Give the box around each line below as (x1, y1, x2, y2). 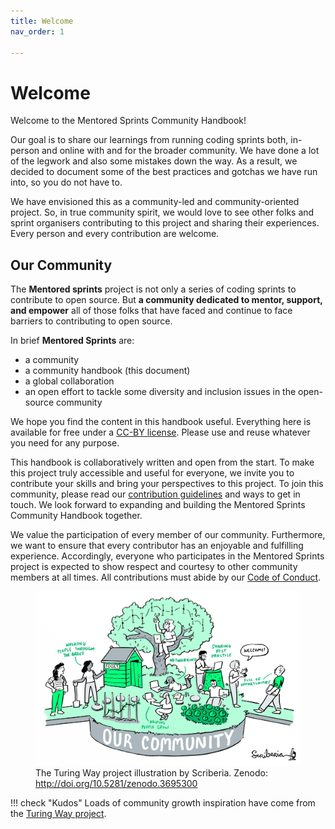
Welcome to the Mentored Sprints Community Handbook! (10, 115, 247, 127)
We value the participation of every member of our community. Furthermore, (10, 529, 326, 541)
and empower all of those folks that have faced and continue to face (10, 305, 293, 317)
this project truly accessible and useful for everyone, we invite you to (10, 467, 295, 479)
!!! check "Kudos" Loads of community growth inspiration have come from (10, 796, 316, 809)
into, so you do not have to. (10, 176, 123, 189)
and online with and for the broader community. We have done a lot (41, 145, 320, 157)
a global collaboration (24, 375, 115, 387)
